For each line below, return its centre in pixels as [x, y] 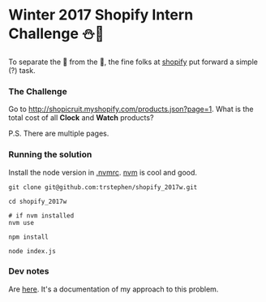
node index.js [32, 251]
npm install [28, 237]
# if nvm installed [41, 216]
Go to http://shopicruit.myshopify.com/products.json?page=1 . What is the [131, 109]
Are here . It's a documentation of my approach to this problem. [114, 289]
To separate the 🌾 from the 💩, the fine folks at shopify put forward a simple [133, 62]
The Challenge [38, 91]
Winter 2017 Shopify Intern [101, 15]
